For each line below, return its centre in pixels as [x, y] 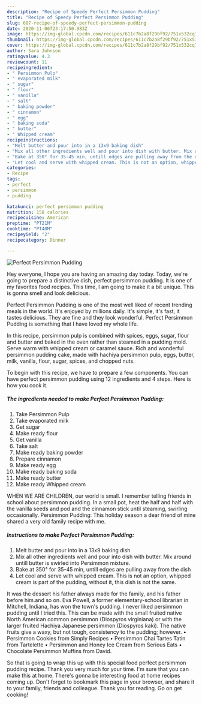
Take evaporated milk [42, 420]
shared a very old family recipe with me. [56, 521]
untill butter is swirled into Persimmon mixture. [73, 563]
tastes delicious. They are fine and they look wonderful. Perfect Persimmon [100, 317]
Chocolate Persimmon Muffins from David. [59, 651]
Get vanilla [28, 440]
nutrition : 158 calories [38, 212]
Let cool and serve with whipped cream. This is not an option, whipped [103, 576]
